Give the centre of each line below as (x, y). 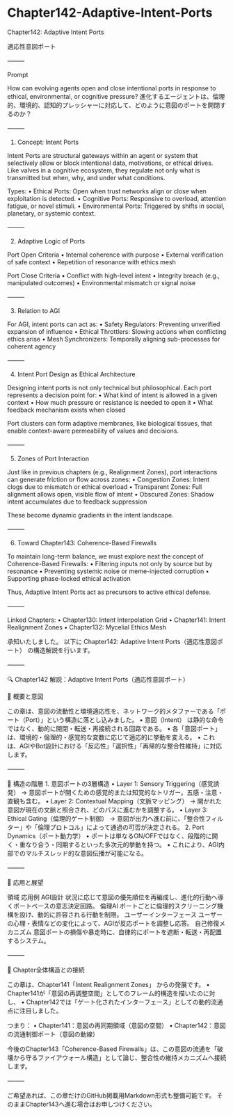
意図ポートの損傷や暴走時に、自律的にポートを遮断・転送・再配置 (128, 932)
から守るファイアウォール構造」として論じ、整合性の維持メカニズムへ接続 (120, 1057)
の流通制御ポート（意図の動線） (53, 1034)
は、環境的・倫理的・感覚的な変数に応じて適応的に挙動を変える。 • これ (111, 737)
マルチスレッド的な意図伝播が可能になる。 (86, 853)
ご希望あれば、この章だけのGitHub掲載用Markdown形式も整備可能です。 (111, 1095)
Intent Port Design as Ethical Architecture (76, 374)
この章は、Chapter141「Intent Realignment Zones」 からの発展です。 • (109, 984)
